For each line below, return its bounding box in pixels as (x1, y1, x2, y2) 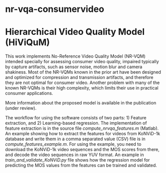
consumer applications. (5, 90, 53, 96)
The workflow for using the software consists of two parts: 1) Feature (5, 115, 147, 121)
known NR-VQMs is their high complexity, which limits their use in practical (5, 85, 159, 91)
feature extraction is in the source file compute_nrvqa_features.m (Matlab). (5, 125, 159, 131)
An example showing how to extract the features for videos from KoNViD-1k (5, 131, 161, 137)
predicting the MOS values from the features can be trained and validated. (5, 163, 158, 169)
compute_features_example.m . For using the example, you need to (5, 141, 142, 147)
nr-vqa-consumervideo (5, 3, 104, 15)
